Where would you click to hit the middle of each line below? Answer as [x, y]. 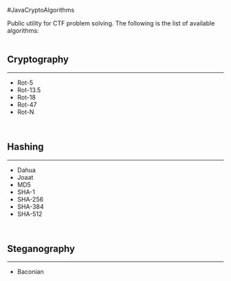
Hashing [25, 147]
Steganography [41, 249]
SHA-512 [30, 214]
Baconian [31, 272]
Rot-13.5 [29, 90]
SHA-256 [30, 199]
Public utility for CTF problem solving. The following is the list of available [111, 23]
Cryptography [38, 60]
